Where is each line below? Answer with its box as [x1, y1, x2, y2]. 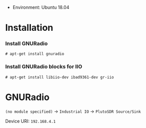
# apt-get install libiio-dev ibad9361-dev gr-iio [5, 74, 114, 80]
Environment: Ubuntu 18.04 [12, 5, 70, 10]
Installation [5, 22, 54, 33]
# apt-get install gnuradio [5, 52, 65, 57]
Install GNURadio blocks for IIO [5, 63, 82, 70]
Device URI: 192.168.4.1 [5, 118, 56, 124]
